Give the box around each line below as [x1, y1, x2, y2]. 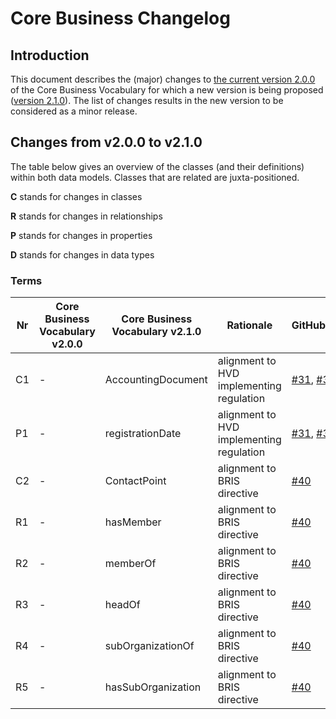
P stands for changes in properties [10, 229, 153, 241]
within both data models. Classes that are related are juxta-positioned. [10, 171, 300, 183]
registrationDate [104, 427, 182, 441]
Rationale [226, 318, 273, 332]
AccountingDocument [104, 373, 208, 387]
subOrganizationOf [104, 639, 195, 653]
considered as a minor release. [10, 105, 138, 117]
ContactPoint [104, 474, 167, 488]
